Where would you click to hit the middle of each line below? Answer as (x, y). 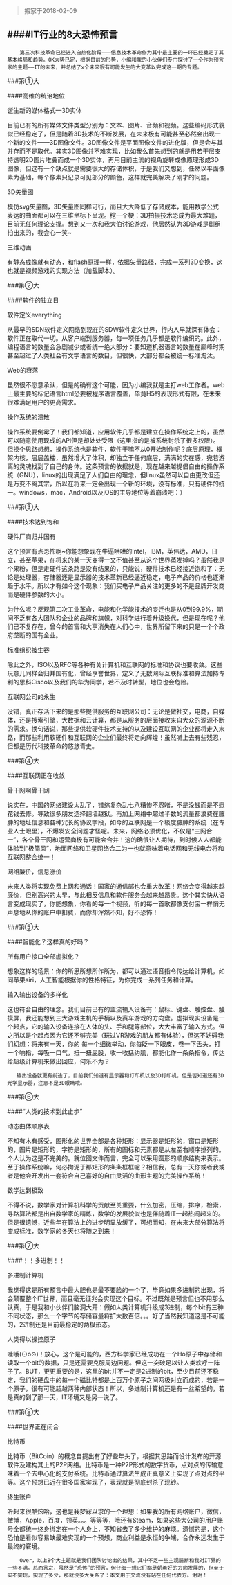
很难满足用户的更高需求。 (43, 402)
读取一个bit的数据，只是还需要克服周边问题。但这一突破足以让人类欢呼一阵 (114, 1362)
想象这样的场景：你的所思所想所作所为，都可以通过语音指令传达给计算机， (113, 971)
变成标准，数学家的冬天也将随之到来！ (61, 1231)
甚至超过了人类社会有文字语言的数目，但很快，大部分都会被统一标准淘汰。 (113, 355)
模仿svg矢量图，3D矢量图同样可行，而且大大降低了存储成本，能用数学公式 (113, 206)
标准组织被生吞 (28, 650)
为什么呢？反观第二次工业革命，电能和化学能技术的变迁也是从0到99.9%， (112, 609)
